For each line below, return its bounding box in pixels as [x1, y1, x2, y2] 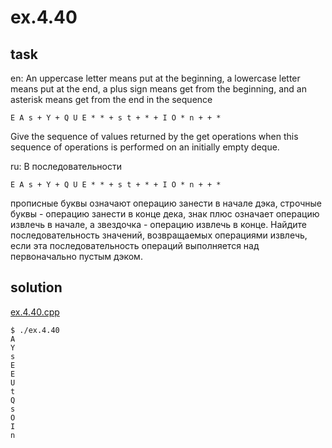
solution [10, 279, 63, 296]
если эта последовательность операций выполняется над [10, 240, 260, 251]
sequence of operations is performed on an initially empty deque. [10, 141, 280, 153]
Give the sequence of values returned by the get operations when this [10, 131, 299, 142]
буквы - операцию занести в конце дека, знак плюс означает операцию [10, 208, 320, 220]
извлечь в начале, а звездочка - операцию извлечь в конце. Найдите [10, 219, 307, 230]
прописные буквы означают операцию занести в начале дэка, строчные [10, 197, 322, 209]
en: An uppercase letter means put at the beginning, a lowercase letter [10, 72, 301, 84]
